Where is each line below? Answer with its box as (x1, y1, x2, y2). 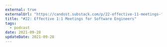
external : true (5, 7, 37, 12)
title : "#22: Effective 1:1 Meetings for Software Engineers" (5, 16, 137, 21)
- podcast (9, 25, 30, 30)
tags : (5, 21, 16, 26)
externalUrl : (5, 12, 32, 17)
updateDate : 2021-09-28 (5, 35, 55, 40)
